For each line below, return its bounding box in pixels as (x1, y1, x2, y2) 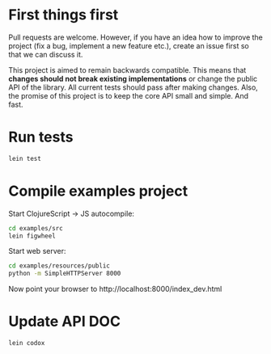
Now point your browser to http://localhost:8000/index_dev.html (8, 284, 222, 294)
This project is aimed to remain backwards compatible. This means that (8, 65, 247, 74)
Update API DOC (8, 313, 121, 331)
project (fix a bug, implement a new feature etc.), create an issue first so (8, 40, 249, 50)
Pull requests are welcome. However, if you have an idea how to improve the (8, 32, 263, 42)
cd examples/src (8, 224, 63, 232)
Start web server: (8, 247, 66, 256)
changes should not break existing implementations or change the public (8, 74, 258, 83)
